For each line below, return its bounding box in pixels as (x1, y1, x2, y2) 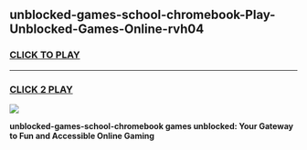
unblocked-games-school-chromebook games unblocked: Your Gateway (9, 120, 294, 131)
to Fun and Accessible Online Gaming (9, 130, 155, 141)
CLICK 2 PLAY (9, 83, 73, 95)
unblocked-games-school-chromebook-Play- (9, 7, 276, 23)
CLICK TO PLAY (9, 49, 80, 62)
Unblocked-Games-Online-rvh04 (9, 22, 205, 37)
